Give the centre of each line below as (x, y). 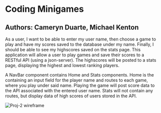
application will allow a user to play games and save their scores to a (75, 55)
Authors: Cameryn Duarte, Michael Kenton (72, 27)
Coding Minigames (45, 9)
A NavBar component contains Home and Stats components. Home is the (80, 75)
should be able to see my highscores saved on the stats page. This (73, 50)
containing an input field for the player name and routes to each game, (77, 80)
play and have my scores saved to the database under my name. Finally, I (80, 44)
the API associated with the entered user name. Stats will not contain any (79, 91)
